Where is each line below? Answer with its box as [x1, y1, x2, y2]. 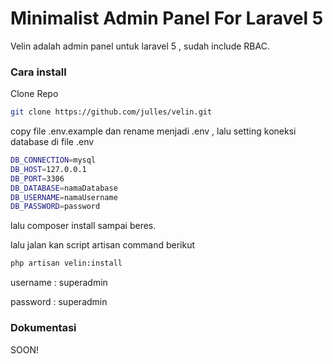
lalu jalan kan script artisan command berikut [10, 239, 196, 251]
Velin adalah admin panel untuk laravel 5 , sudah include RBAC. [10, 40, 270, 52]
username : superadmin [10, 277, 108, 289]
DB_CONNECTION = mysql [10, 155, 97, 166]
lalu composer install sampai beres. [10, 220, 157, 232]
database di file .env [10, 136, 95, 148]
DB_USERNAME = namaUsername [10, 192, 118, 202]
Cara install [10, 65, 67, 79]
